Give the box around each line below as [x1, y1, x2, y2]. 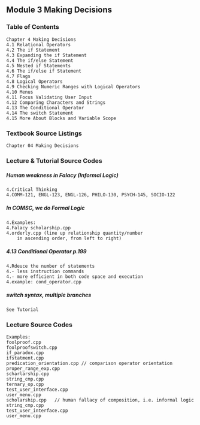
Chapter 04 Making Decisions [6, 142, 79, 149]
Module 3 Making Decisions [6, 5, 113, 15]
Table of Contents [6, 23, 60, 31]
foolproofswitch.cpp [6, 345, 58, 351]
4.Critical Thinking [6, 186, 58, 193]
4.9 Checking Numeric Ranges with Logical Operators [6, 83, 141, 89]
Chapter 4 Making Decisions [6, 36, 77, 43]
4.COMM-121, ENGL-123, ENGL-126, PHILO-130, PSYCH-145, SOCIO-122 [6, 191, 175, 197]
